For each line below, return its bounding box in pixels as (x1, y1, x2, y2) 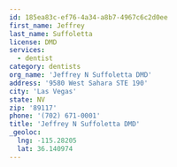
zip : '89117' (9, 103, 58, 112)
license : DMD (9, 37, 58, 47)
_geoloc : (9, 128, 42, 137)
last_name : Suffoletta (9, 29, 93, 38)
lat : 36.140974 (17, 144, 73, 153)
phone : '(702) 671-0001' (9, 111, 101, 120)
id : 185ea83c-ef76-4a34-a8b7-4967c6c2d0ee (9, 12, 168, 22)
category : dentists (9, 63, 81, 72)
